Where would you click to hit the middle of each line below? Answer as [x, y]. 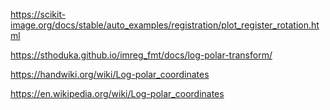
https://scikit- [38, 14]
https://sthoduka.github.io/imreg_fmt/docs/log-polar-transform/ [141, 55]
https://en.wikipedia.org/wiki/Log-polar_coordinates [117, 93]
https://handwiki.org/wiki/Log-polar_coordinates [110, 74]
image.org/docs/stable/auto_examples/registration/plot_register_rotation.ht [165, 25]
